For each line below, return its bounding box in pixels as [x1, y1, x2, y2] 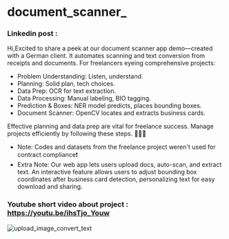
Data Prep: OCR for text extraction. [17, 87, 117, 95]
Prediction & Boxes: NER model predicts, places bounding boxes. [17, 101, 202, 110]
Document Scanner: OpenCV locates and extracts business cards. [17, 109, 206, 117]
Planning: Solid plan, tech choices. [17, 80, 115, 88]
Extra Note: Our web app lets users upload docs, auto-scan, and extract [17, 160, 222, 169]
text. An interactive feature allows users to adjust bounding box [17, 168, 197, 176]
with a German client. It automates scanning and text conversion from [7, 52, 206, 60]
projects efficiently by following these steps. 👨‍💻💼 [7, 129, 147, 138]
